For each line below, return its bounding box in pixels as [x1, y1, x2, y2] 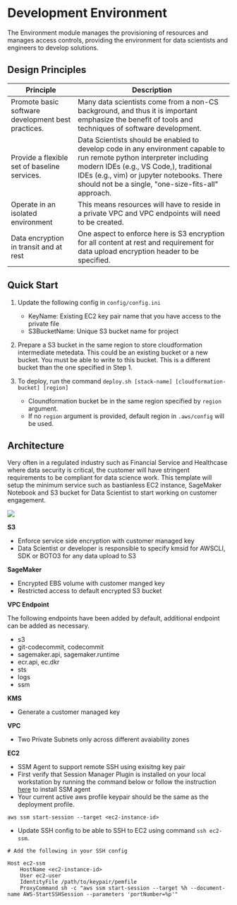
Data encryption [11, 233, 65, 243]
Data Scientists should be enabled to [77, 134, 200, 144]
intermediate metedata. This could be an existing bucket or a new [17, 348, 208, 357]
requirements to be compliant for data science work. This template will [7, 473, 212, 482]
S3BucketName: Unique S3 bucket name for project [28, 327, 179, 335]
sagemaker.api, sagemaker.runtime [17, 650, 120, 659]
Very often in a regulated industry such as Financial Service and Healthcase [7, 459, 228, 467]
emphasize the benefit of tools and [77, 115, 193, 125]
